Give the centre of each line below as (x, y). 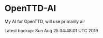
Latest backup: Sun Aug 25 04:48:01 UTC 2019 (51, 30)
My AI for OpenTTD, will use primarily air (45, 21)
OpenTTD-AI (30, 8)
